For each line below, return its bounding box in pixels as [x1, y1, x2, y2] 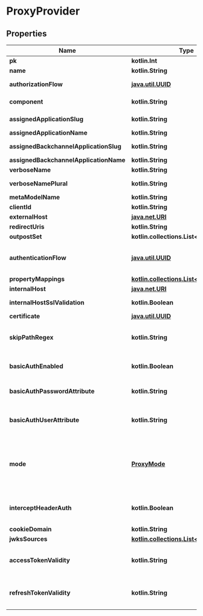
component [9, 98, 43, 105]
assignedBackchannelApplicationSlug [9, 142, 122, 150]
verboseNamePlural [9, 179, 68, 187]
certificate [9, 312, 40, 320]
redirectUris [9, 223, 45, 231]
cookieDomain [9, 525, 52, 533]
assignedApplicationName [9, 129, 88, 137]
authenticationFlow [9, 253, 66, 262]
